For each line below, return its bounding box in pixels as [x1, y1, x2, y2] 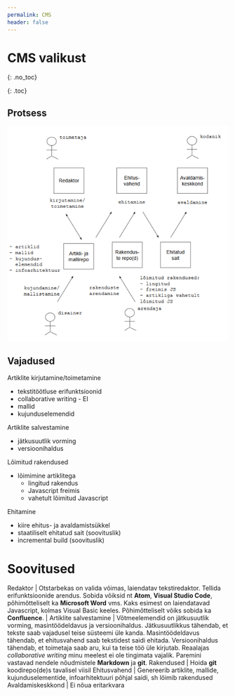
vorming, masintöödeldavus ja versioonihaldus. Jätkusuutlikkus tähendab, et [7, 622, 229, 630]
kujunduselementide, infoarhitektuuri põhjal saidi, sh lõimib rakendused [7, 674, 213, 682]
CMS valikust [7, 50, 86, 66]
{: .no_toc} [7, 73, 37, 81]
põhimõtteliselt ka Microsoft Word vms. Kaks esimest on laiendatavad [7, 599, 210, 608]
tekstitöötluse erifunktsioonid [17, 387, 102, 396]
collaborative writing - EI [17, 395, 89, 403]
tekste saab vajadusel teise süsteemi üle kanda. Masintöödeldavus [7, 629, 200, 637]
